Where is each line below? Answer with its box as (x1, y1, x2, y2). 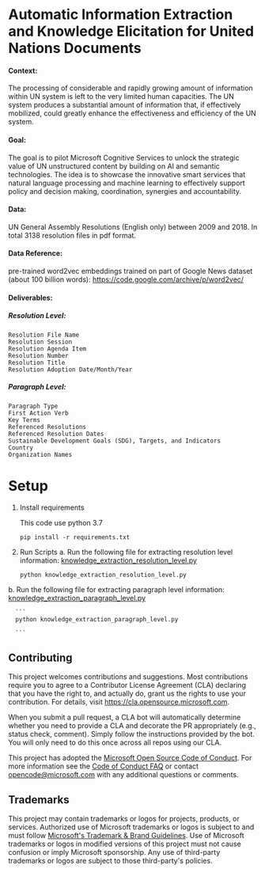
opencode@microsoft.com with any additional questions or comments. (8, 770, 239, 780)
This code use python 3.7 (19, 518, 103, 528)
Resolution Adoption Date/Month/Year (8, 366, 133, 374)
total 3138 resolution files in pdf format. (8, 230, 137, 240)
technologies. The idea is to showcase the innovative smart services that (8, 169, 246, 179)
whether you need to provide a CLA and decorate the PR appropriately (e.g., (8, 721, 257, 731)
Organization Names (8, 450, 73, 458)
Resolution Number (8, 351, 69, 359)
